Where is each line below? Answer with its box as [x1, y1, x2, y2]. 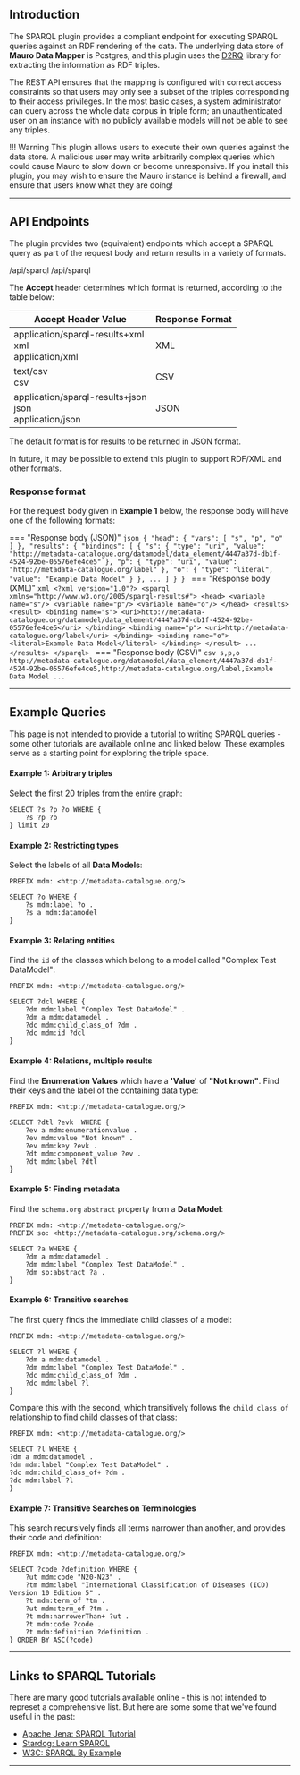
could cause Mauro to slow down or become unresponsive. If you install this [9, 160, 289, 171]
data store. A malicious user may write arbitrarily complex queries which [9, 151, 275, 162]
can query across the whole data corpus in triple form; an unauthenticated [9, 105, 283, 115]
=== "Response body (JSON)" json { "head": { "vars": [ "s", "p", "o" [9, 532, 284, 542]
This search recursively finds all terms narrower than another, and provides [9, 1523, 286, 1533]
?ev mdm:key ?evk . [25, 1141, 98, 1150]
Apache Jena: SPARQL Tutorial [21, 1728, 136, 1739]
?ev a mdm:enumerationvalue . [25, 1125, 138, 1135]
